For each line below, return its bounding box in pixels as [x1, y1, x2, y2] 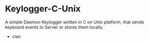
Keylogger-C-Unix [5, 3, 81, 14]
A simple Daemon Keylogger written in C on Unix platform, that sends [5, 19, 145, 25]
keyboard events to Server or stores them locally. [5, 24, 104, 30]
